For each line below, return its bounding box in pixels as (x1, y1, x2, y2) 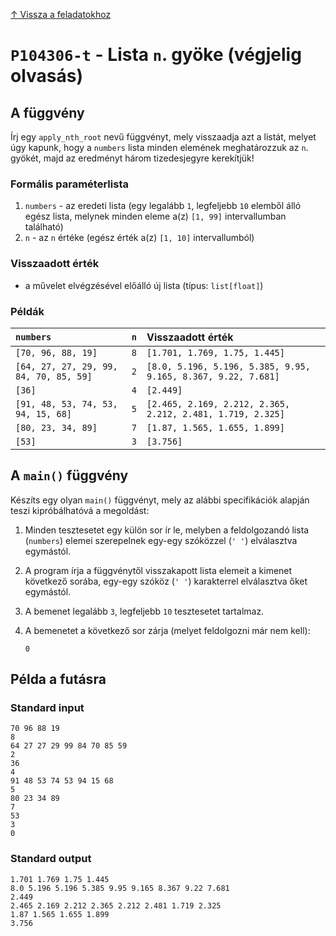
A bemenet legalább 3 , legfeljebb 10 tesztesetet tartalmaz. (24, 605, 265, 617)
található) (24, 221, 64, 233)
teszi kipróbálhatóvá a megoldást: (10, 504, 150, 516)
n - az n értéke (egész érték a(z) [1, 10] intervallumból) (24, 232, 255, 244)
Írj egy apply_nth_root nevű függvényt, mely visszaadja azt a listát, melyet (10, 131, 317, 143)
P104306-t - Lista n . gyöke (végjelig (10, 44, 302, 66)
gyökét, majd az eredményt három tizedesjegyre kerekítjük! (10, 152, 255, 164)
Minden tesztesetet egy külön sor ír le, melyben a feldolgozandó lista (24, 524, 310, 536)
